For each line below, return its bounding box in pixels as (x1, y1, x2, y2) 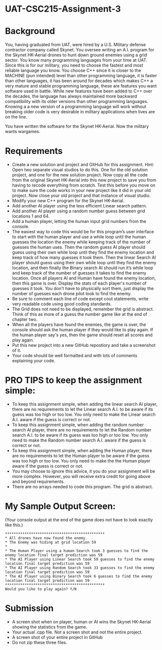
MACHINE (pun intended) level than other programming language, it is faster (5, 73, 157, 79)
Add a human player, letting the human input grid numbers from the (12, 219, 147, 224)
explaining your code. (12, 358, 56, 364)
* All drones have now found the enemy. (5, 535, 88, 540)
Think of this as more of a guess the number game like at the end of (12, 311, 147, 317)
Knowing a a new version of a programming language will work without (5, 103, 147, 110)
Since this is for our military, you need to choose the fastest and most (5, 62, 144, 68)
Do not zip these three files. (12, 639, 68, 645)
